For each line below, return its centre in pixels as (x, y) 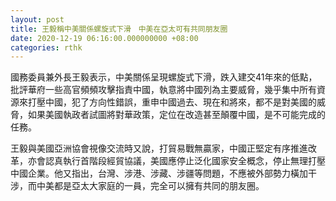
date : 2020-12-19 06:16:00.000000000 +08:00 (104, 38)
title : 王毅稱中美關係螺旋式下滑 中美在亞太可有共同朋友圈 (119, 29)
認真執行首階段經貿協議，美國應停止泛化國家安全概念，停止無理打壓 (185, 161)
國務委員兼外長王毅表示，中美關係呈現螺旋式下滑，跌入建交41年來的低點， (164, 77)
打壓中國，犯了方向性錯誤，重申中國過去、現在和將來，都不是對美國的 (172, 102)
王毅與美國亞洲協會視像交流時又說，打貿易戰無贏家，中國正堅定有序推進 (159, 148)
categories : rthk (46, 47)
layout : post (37, 19)
